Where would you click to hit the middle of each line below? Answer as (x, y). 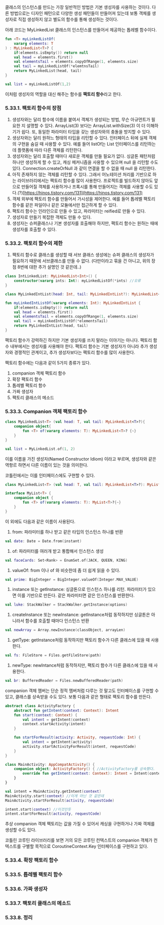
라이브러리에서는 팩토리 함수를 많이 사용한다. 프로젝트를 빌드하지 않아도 (85, 181)
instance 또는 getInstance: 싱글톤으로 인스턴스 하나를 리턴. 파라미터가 (79, 589)
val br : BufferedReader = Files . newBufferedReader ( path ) (64, 681)
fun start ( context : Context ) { (46, 715)
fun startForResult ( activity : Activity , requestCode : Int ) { (77, 737)
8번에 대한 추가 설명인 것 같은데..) (49, 267)
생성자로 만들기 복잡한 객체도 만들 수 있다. (52, 217)
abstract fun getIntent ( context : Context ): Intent (66, 710)
